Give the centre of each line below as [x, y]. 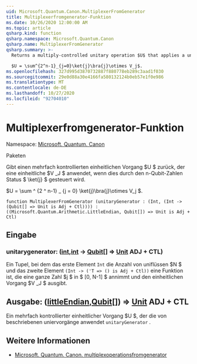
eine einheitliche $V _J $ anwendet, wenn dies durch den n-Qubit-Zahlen [94, 173]
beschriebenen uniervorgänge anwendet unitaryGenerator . [79, 322]
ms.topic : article [28, 28]
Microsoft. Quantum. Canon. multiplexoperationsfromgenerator [91, 355]
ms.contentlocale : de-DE [36, 88]
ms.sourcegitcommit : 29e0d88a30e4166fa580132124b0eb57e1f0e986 [85, 77]
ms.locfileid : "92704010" [38, 99]
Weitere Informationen [48, 341]
